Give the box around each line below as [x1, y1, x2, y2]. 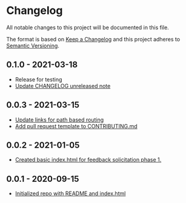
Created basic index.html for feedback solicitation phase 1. [15, 156, 162, 163]
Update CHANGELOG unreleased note [15, 82, 111, 89]
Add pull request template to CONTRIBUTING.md [15, 122, 138, 129]
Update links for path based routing [15, 116, 104, 123]
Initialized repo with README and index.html [15, 190, 126, 198]
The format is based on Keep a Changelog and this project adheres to [6, 35, 181, 43]
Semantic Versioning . [6, 42, 59, 49]
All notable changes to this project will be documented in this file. [6, 24, 170, 31]
